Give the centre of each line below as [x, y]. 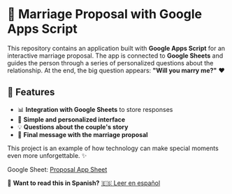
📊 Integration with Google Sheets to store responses [95, 109]
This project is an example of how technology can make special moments [113, 148]
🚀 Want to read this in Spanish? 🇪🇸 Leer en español [84, 183]
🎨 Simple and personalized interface [71, 119]
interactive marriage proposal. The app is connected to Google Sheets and [115, 56]
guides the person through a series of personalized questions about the [110, 63]
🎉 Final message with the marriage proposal [82, 134]
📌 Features [31, 92]
